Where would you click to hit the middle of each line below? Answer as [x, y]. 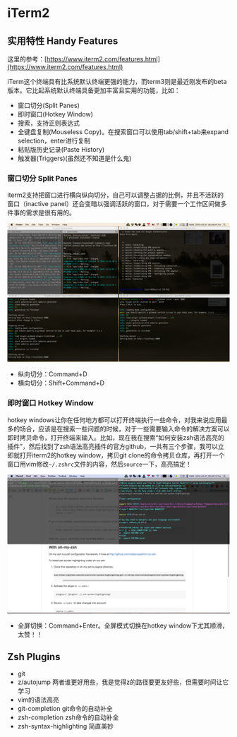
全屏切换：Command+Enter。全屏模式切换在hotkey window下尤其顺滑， [123, 625]
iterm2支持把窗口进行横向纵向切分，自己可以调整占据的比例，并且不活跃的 [116, 195]
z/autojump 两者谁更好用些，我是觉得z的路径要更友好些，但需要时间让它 [123, 682]
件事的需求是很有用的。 [41, 212]
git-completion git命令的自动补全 [65, 709]
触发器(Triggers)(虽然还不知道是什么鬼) [74, 158]
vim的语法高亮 [38, 700]
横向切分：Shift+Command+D [61, 383]
